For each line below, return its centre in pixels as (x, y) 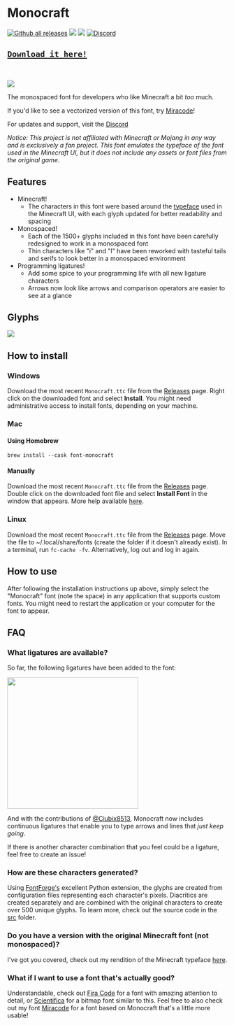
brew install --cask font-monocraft (60, 455)
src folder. (22, 917)
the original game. (34, 160)
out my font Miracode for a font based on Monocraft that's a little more (109, 1008)
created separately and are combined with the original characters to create (115, 903)
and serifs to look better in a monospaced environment (107, 258)
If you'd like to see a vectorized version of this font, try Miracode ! (101, 111)
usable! (18, 1015)
